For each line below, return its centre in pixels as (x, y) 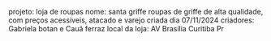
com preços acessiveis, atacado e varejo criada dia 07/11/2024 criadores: (131, 20)
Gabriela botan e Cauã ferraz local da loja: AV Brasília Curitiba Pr (116, 29)
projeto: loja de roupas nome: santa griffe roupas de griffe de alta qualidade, (136, 12)
